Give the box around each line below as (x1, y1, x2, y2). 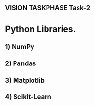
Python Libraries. (5, 23, 76, 35)
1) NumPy (5, 42, 35, 51)
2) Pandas (5, 60, 36, 68)
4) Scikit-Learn (5, 93, 52, 101)
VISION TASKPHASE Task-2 (5, 4, 91, 12)
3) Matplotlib (5, 76, 45, 84)
